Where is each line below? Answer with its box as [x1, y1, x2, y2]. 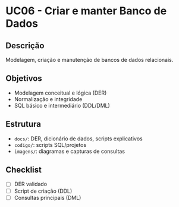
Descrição [5, 40, 45, 51]
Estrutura [5, 119, 42, 129]
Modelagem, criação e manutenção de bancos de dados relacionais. [5, 57, 174, 63]
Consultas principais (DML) [14, 194, 81, 201]
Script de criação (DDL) [14, 187, 73, 195]
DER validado [14, 180, 48, 188]
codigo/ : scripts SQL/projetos [14, 141, 87, 148]
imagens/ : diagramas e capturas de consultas [14, 148, 125, 155]
